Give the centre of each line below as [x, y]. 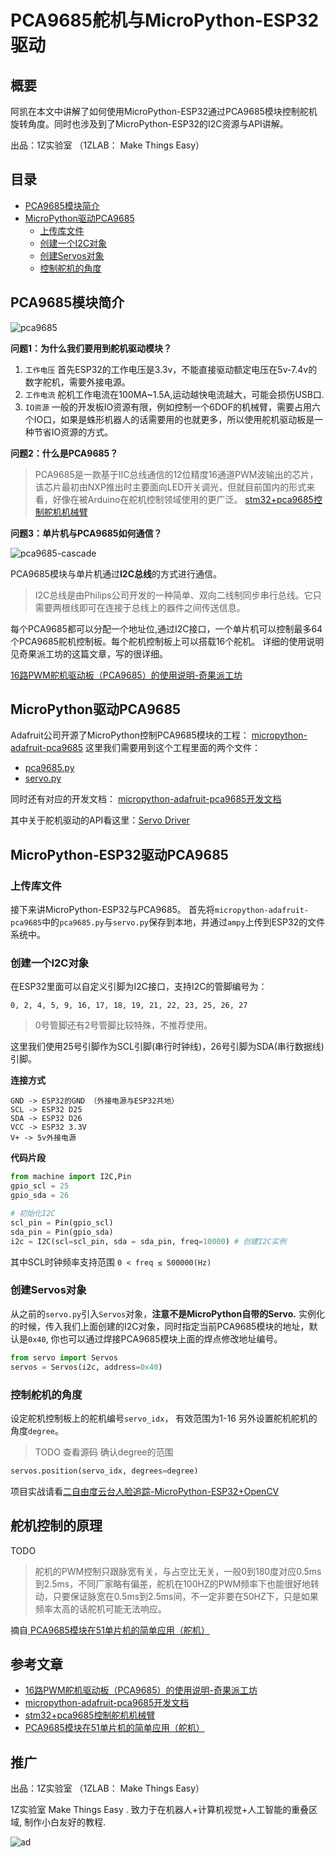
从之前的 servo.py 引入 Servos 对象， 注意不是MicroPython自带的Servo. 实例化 [167, 1313]
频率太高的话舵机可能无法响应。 [100, 1608]
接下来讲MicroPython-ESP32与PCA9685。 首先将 [112, 910]
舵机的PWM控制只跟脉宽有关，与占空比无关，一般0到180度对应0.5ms [178, 1571]
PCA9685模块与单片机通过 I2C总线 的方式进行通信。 [116, 573]
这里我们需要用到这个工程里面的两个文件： [173, 748]
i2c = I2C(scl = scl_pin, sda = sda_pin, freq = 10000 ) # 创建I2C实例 [148, 1241]
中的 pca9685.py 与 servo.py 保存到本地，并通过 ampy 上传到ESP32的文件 [183, 922]
